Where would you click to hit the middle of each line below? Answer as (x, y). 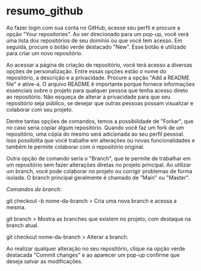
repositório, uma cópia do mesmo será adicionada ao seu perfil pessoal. (95, 134)
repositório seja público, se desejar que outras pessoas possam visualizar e (100, 103)
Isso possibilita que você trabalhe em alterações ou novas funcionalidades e (100, 140)
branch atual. (22, 225)
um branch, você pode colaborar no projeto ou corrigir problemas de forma (99, 171)
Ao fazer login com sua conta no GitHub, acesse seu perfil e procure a (93, 28)
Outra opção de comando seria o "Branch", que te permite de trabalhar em (98, 158)
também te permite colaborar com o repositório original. (76, 147)
